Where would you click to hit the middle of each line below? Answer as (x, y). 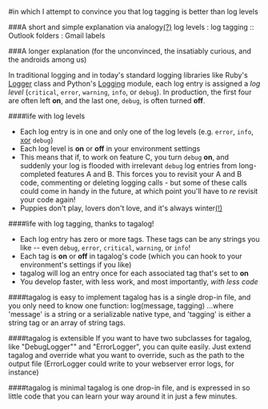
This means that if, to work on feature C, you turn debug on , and (124, 157)
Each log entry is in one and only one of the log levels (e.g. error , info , (137, 132)
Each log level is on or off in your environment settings (110, 148)
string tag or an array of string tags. (67, 323)
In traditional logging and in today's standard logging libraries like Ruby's (128, 75)
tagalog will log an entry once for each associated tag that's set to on (134, 273)
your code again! (48, 200)
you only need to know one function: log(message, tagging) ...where (121, 306)
